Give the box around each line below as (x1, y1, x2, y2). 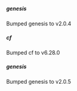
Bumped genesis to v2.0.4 (6, 20, 72, 27)
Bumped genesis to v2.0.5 (6, 78, 71, 85)
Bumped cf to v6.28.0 (6, 49, 60, 56)
